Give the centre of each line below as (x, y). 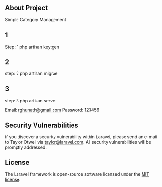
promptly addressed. (26, 147)
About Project (27, 8)
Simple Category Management (36, 19)
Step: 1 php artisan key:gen (32, 47)
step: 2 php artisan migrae (31, 74)
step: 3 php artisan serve (30, 101)
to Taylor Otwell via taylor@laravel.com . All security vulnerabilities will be (78, 142)
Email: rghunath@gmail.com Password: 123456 (52, 110)
